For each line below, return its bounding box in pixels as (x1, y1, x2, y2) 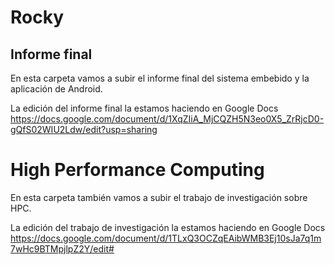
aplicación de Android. (10, 83, 103, 95)
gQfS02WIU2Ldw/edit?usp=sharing (10, 124, 158, 135)
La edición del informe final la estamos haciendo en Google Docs (10, 102, 279, 114)
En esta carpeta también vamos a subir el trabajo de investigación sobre (10, 191, 308, 203)
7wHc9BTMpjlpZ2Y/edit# (10, 242, 115, 255)
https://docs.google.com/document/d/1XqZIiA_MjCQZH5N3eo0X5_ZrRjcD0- (10, 113, 325, 125)
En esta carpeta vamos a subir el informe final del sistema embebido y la (10, 72, 310, 84)
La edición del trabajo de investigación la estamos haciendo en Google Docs (10, 221, 326, 233)
